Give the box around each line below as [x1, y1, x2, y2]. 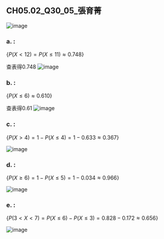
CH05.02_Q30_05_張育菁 [6, 5, 102, 16]
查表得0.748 [6, 63, 37, 70]
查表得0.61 [6, 105, 32, 112]
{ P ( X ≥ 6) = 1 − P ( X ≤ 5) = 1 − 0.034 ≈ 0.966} [6, 174, 120, 181]
